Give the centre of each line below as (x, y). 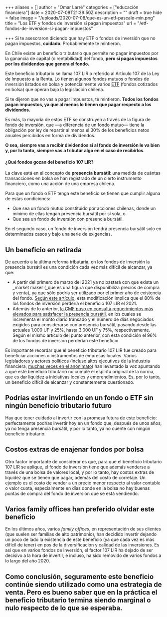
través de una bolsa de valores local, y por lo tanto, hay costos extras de (80, 472)
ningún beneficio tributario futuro (59, 406)
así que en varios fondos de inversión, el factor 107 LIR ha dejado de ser (79, 550)
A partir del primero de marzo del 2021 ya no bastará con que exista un (85, 282)
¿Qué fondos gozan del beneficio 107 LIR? (49, 162)
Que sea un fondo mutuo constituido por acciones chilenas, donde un (84, 208)
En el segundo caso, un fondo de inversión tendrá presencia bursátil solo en (83, 229)
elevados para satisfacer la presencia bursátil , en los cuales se (77, 314)
